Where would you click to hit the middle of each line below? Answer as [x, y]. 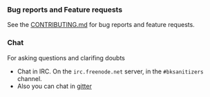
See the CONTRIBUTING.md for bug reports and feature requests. [101, 25]
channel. [30, 78]
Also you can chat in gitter [54, 86]
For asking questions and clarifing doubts [66, 58]
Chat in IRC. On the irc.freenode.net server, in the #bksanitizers [110, 71]
